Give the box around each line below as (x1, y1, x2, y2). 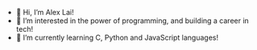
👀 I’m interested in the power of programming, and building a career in (15, 16, 250, 25)
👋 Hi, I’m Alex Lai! (15, 8, 74, 17)
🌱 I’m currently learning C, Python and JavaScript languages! (15, 33, 219, 42)
